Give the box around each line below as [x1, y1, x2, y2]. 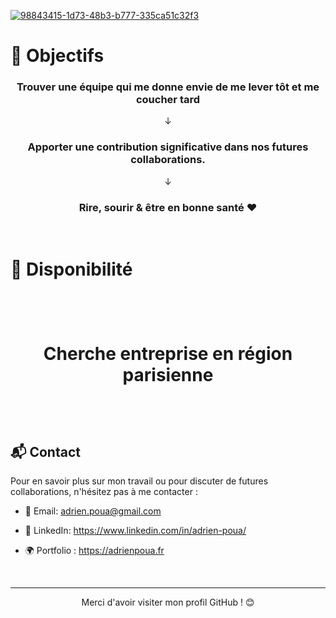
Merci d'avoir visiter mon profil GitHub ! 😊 [81, 596, 255, 609]
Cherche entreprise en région [43, 343, 293, 365]
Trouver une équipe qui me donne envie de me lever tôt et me [16, 80, 320, 94]
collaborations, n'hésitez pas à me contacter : [10, 486, 198, 498]
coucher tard [135, 93, 201, 107]
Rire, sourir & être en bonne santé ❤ [78, 200, 258, 214]
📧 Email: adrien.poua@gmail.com [24, 505, 162, 517]
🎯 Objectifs [10, 45, 105, 67]
